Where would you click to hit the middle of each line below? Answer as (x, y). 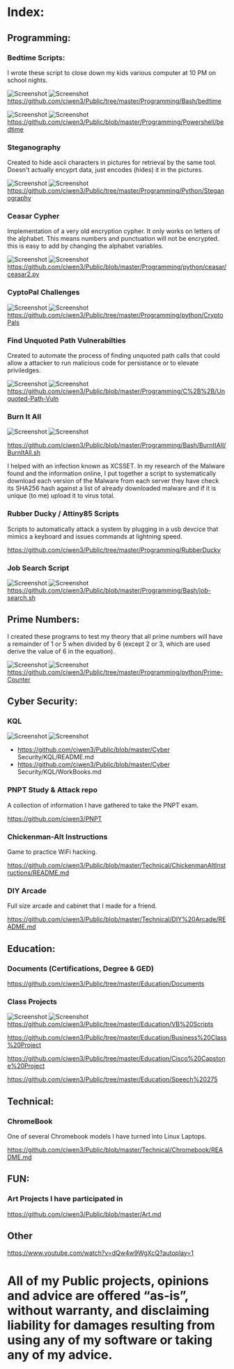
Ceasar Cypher (33, 216)
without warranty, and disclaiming (108, 1310)
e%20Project (26, 1066)
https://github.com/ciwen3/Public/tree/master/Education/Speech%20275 (112, 1079)
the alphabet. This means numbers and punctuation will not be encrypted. (113, 239)
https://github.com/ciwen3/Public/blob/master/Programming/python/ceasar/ (117, 267)
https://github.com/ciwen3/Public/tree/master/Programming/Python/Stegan (116, 191)
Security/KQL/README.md (55, 757)
